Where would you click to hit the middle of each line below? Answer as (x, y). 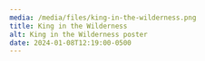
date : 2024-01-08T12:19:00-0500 (70, 43)
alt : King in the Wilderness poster (78, 34)
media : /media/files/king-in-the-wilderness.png (103, 17)
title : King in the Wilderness (68, 26)
